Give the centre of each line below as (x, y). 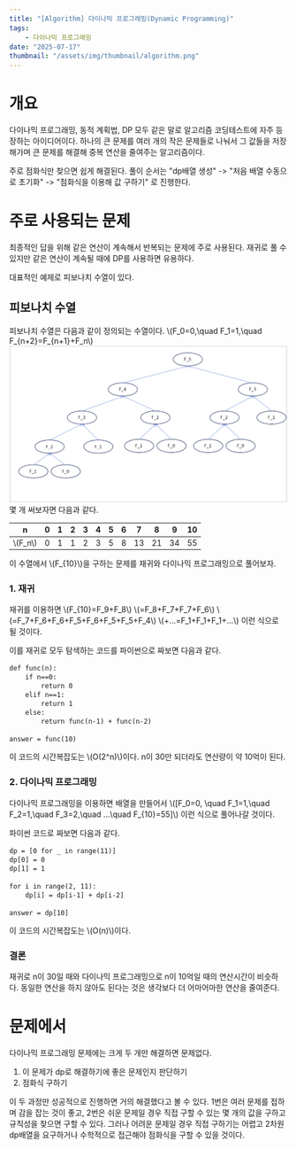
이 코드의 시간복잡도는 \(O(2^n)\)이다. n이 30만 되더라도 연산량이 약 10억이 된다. (148, 757)
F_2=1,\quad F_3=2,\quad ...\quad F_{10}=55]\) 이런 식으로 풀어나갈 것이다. (142, 814)
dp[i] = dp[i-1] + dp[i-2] (75, 895)
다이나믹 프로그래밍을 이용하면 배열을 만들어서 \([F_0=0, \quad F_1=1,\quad (140, 803)
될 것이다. (26, 632)
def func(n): (33, 669)
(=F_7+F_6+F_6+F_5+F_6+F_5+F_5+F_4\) (83, 621)
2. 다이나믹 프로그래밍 (53, 782)
